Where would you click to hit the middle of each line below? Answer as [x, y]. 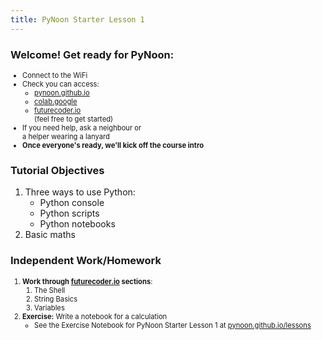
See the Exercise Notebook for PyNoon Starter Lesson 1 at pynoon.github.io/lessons [173, 325]
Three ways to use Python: [80, 192]
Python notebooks [77, 224]
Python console [72, 203]
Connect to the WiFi [55, 75]
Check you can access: [61, 84]
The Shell [50, 290]
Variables [49, 307]
